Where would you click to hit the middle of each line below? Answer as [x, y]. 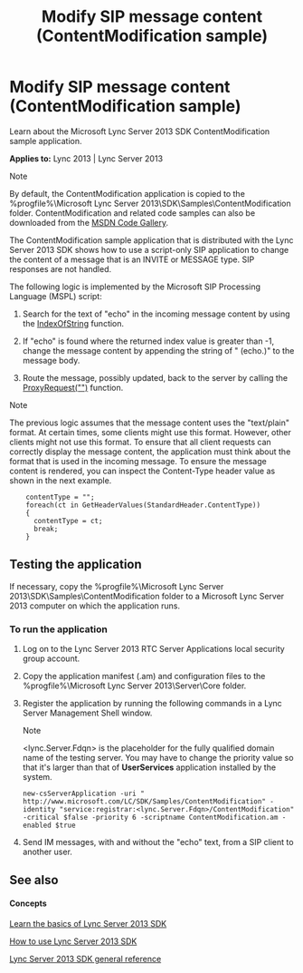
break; [46, 529]
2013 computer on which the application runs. [95, 606]
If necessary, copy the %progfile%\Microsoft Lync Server [117, 586]
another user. [47, 852]
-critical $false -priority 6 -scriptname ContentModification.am [150, 818]
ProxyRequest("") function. [73, 387]
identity [39, 810]
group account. [51, 658]
